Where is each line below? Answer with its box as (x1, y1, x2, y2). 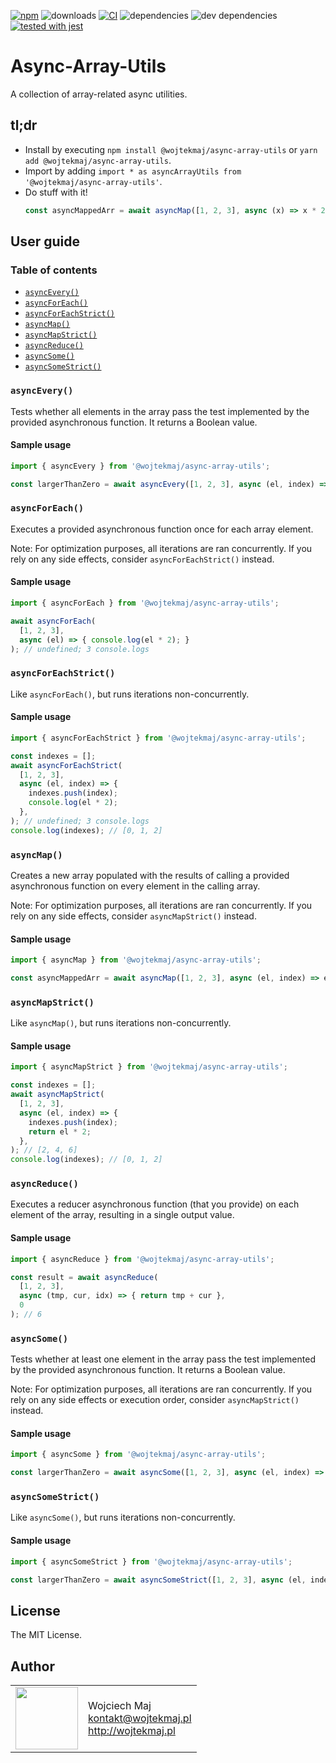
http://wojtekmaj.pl (88, 1724, 176, 1738)
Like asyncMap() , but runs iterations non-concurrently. (10, 1017, 232, 1029)
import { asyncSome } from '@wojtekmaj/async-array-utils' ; (10, 1450, 267, 1460)
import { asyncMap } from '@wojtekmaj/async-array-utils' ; (10, 955, 262, 965)
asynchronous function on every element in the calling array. (10, 880, 261, 892)
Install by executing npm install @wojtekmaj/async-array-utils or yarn (24, 143, 318, 155)
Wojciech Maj (88, 1699, 152, 1713)
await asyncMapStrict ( (10, 1090, 105, 1100)
